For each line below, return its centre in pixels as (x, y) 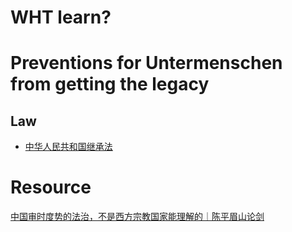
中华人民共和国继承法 (68, 147)
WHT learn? (61, 17)
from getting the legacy (110, 84)
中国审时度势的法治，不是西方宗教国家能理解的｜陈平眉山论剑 (137, 217)
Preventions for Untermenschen (146, 63)
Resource (51, 187)
